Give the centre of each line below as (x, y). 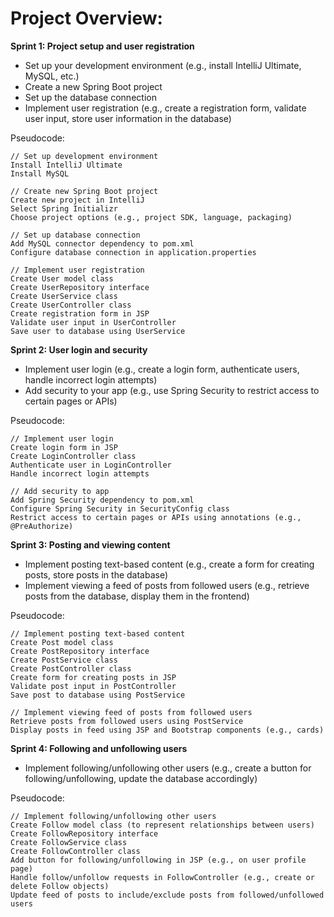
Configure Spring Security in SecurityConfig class (120, 508)
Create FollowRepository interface (84, 833)
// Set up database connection (75, 235)
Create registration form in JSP (80, 313)
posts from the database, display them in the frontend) (137, 596)
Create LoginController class (73, 456)
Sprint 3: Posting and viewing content (90, 544)
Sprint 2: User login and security (79, 349)
